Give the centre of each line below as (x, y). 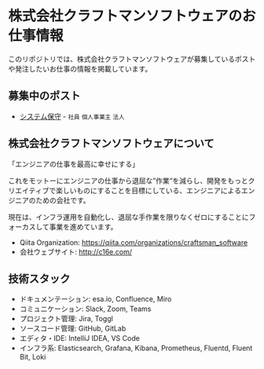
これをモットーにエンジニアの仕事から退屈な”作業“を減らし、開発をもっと (128, 181)
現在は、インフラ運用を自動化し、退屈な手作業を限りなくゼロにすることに (128, 217)
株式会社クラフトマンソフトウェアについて (111, 143)
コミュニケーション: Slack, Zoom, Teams (85, 309)
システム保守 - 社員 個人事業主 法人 (72, 116)
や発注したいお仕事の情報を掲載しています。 (80, 68)
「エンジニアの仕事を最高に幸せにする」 (74, 164)
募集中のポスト (44, 96)
